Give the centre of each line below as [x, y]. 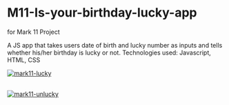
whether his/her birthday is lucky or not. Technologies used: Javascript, [109, 52]
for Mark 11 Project [33, 32]
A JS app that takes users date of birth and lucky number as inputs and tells [115, 45]
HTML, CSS [24, 59]
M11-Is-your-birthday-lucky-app [102, 13]
